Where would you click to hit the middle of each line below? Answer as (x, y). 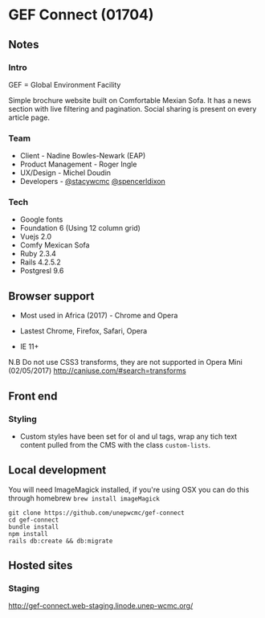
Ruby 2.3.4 (38, 254)
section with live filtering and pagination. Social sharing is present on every (132, 108)
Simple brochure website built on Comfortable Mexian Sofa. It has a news (130, 100)
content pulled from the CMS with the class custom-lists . (115, 444)
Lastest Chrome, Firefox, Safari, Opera (84, 331)
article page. (29, 117)
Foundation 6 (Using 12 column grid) (80, 228)
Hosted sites (41, 565)
